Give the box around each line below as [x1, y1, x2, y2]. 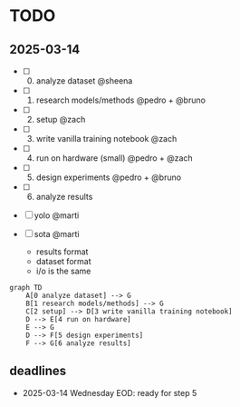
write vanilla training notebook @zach [35, 134, 178, 144]
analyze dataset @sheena [35, 75, 133, 86]
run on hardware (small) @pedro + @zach [35, 153, 193, 164]
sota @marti [34, 229, 80, 239]
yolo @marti [34, 210, 80, 221]
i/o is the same [35, 265, 91, 276]
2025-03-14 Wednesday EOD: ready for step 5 [22, 387, 197, 398]
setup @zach [35, 114, 86, 124]
